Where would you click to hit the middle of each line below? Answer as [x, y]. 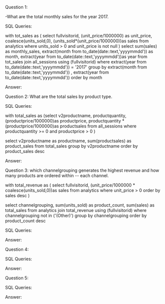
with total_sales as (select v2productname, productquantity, [66, 116]
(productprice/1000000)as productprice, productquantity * [65, 121]
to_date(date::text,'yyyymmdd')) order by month [54, 77]
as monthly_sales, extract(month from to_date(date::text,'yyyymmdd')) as [79, 51]
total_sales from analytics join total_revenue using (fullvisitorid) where [76, 210]
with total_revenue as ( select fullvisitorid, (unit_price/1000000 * [70, 185]
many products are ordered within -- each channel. [57, 176]
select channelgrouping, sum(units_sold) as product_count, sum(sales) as [80, 205]
